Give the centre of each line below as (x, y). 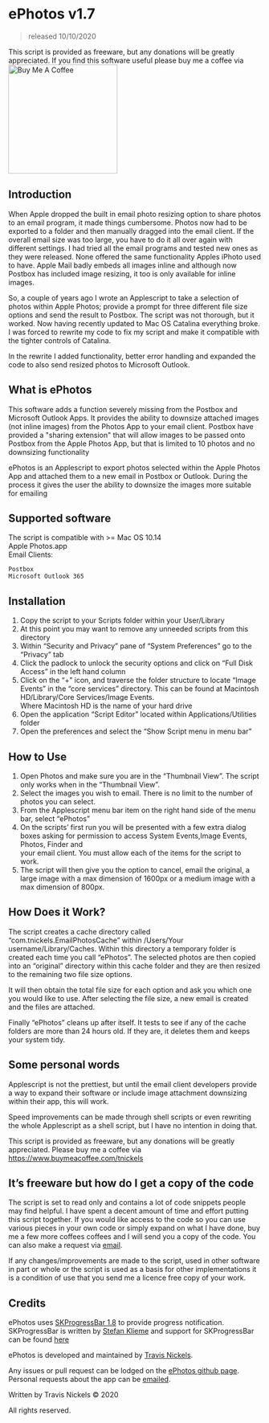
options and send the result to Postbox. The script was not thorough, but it (131, 315)
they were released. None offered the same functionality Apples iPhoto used (134, 256)
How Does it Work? (57, 912)
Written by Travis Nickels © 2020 (63, 1395)
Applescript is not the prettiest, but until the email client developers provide (132, 1084)
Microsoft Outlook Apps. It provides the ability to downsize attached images (134, 418)
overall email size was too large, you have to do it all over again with (120, 239)
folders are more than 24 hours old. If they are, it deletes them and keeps (129, 1031)
